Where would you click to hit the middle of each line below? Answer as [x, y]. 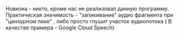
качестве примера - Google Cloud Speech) [60, 27]
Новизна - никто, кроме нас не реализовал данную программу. [87, 9]
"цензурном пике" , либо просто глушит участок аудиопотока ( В [89, 21]
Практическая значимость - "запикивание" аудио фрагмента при [89, 15]
